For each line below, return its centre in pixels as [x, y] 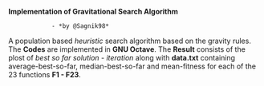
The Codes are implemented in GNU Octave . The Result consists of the [127, 49]
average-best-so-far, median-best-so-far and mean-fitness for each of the [132, 66]
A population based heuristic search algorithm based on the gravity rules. [130, 41]
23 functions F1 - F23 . [45, 74]
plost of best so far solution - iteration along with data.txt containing [122, 58]
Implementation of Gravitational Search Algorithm [93, 12]
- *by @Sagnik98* [80, 26]
